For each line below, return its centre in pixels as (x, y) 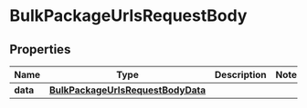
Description (240, 75)
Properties (40, 49)
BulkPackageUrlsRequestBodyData (127, 90)
